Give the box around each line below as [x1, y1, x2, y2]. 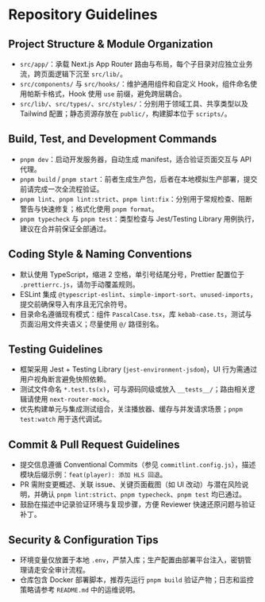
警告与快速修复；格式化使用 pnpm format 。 [19, 204, 159, 214]
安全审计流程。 [40, 565, 90, 575]
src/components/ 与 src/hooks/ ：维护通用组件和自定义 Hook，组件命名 [19, 79, 251, 88]
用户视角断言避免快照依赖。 [19, 375, 111, 384]
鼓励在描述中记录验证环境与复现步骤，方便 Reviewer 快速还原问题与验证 [19, 500, 256, 509]
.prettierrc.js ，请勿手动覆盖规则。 [19, 280, 140, 289]
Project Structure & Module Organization [8, 37, 213, 51]
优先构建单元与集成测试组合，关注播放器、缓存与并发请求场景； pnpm [19, 404, 244, 414]
